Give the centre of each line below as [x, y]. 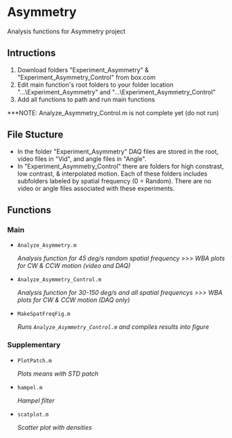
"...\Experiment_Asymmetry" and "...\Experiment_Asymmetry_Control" [116, 92]
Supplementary [34, 345]
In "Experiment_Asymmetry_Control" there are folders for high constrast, [121, 166]
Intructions [32, 53]
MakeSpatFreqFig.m [44, 314]
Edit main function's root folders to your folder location [95, 85]
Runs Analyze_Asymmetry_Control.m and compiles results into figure [113, 327]
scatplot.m [33, 414]
